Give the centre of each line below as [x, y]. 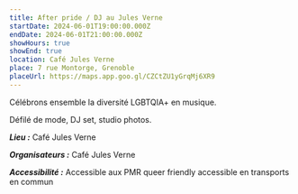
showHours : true [40, 43]
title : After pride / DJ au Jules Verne [86, 18]
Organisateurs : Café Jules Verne [72, 154]
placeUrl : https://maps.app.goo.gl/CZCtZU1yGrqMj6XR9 [113, 77]
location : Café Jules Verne [62, 60]
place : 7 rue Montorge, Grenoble [72, 69]
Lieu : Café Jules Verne [53, 137]
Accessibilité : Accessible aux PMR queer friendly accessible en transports [149, 171]
